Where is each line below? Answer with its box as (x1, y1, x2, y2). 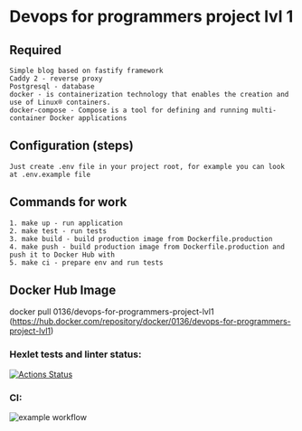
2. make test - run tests (9, 226, 107, 236)
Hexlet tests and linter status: (9, 348, 142, 361)
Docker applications (49, 114, 127, 123)
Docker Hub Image (9, 283, 117, 298)
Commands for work (9, 194, 127, 210)
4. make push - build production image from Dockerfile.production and (9, 242, 285, 251)
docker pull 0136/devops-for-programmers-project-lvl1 (9, 306, 214, 317)
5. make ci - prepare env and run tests (9, 258, 165, 267)
